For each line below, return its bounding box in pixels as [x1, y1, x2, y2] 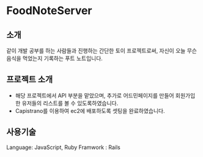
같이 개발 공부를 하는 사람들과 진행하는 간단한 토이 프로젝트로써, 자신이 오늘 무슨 [6, 47, 197, 54]
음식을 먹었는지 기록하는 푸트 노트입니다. [6, 55, 103, 62]
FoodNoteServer [6, 4, 93, 18]
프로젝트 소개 [6, 74, 53, 85]
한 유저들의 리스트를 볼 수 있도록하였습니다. [15, 99, 119, 107]
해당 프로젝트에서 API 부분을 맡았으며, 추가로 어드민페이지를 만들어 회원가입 [15, 91, 196, 99]
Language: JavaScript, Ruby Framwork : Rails [6, 144, 120, 151]
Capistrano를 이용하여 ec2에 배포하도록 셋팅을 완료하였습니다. [15, 107, 165, 114]
